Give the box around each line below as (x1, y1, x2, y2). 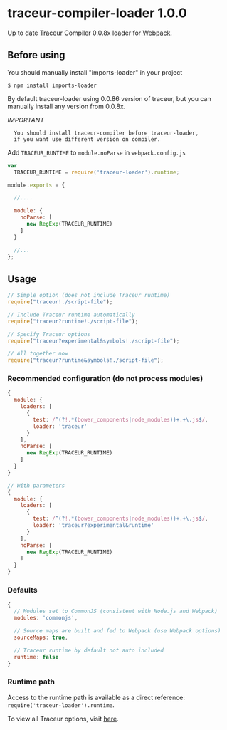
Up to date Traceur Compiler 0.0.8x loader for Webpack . (7, 28, 173, 37)
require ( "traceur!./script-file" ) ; (7, 298, 113, 306)
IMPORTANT (7, 115, 45, 124)
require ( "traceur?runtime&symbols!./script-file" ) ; (7, 357, 164, 364)
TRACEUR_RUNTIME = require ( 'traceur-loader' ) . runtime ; (14, 169, 180, 176)
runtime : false (14, 653, 59, 660)
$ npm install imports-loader (7, 82, 97, 89)
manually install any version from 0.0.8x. (7, 102, 126, 110)
